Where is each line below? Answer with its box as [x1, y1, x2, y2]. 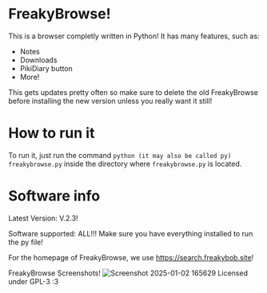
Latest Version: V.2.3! [8, 213, 78, 223]
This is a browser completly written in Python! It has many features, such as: [8, 31, 260, 41]
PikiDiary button [19, 63, 74, 73]
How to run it [8, 125, 95, 142]
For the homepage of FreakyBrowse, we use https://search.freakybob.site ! [8, 252, 254, 262]
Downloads [19, 55, 58, 65]
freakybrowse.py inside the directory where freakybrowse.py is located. [8, 159, 242, 168]
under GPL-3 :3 [8, 276, 59, 286]
